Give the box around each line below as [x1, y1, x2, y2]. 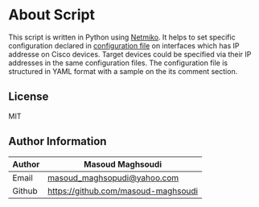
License [8, 90, 49, 104]
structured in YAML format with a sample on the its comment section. [8, 66, 238, 76]
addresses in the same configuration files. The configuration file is [8, 58, 228, 68]
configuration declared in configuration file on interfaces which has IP [8, 40, 240, 50]
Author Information [8, 135, 107, 148]
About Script [8, 6, 95, 24]
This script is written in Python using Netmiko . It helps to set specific [8, 32, 236, 42]
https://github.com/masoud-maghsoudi [47, 185, 199, 197]
